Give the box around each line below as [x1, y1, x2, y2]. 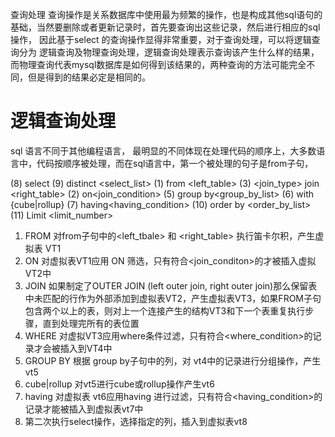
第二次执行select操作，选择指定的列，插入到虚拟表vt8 [24, 415, 248, 427]
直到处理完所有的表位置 [42, 317, 140, 329]
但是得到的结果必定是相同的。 [27, 71, 151, 83]
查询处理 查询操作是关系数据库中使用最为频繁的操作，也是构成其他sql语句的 [10, 9, 323, 20]
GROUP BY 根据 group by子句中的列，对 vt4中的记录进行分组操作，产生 [24, 354, 322, 367]
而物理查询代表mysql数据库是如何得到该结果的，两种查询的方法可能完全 [10, 59, 307, 70]
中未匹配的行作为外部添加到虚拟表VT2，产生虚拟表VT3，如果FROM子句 [24, 292, 322, 304]
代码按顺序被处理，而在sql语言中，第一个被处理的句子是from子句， [36, 157, 314, 169]
